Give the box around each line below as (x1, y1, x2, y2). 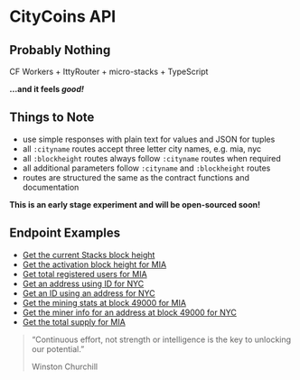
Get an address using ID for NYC (22, 278, 145, 289)
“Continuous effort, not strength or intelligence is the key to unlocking (31, 334, 292, 345)
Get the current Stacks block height (22, 249, 155, 260)
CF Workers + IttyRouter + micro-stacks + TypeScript (9, 66, 209, 77)
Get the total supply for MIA (22, 316, 127, 327)
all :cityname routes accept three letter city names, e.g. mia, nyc (22, 143, 262, 154)
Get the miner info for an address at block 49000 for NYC (22, 307, 238, 318)
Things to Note (9, 110, 95, 125)
